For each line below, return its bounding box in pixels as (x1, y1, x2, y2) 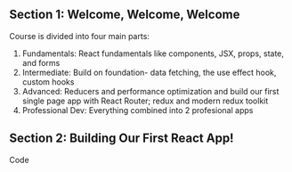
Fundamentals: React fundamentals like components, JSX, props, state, (21, 48, 285, 59)
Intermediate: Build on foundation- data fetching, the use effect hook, (21, 67, 277, 78)
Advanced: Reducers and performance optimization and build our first (21, 86, 280, 96)
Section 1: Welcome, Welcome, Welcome (9, 7, 240, 22)
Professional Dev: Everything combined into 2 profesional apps (21, 104, 254, 115)
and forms (21, 57, 61, 68)
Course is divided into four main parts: (9, 30, 150, 41)
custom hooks (21, 76, 75, 87)
